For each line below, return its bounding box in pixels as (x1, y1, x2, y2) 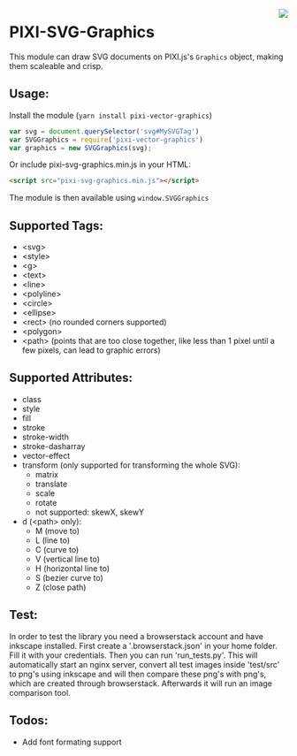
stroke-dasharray (21, 440, 86, 451)
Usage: (9, 87, 50, 102)
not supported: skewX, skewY (34, 507, 144, 517)
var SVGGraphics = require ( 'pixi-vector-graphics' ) (9, 135, 203, 144)
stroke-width (21, 431, 69, 442)
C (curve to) (34, 544, 80, 554)
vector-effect (21, 450, 71, 461)
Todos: (9, 713, 49, 729)
